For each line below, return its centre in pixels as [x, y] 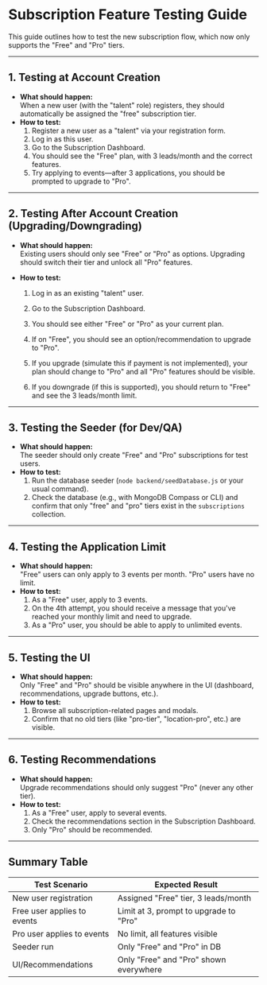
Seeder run [33, 946]
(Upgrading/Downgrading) [75, 226]
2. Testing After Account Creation [93, 213]
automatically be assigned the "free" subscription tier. [108, 114]
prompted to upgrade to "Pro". [81, 181]
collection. [48, 514]
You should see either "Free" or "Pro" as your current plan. [128, 324]
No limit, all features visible [168, 933]
